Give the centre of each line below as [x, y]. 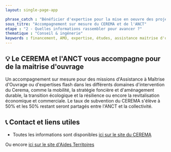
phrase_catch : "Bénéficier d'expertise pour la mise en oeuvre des [79, 19]
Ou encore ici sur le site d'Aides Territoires [50, 144]
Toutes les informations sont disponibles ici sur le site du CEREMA [82, 134]
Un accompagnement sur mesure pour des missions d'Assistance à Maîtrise [85, 79]
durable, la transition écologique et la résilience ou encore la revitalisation [82, 95]
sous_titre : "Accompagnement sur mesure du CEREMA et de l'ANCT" [76, 24]
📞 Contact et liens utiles [43, 122]
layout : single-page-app [32, 10]
